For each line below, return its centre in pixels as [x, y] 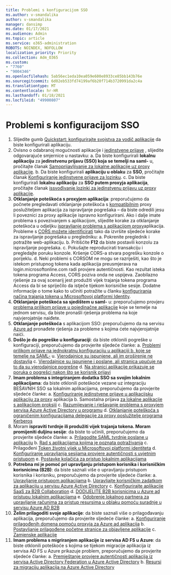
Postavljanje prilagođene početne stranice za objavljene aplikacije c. [84, 529]
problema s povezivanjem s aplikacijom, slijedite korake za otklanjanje [86, 221]
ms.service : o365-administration [41, 43]
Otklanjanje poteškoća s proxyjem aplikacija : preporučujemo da [81, 199]
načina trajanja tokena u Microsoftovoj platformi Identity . [72, 297]
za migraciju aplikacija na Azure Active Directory [64, 567]
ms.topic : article [25, 39]
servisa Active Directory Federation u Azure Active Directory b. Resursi [87, 562]
